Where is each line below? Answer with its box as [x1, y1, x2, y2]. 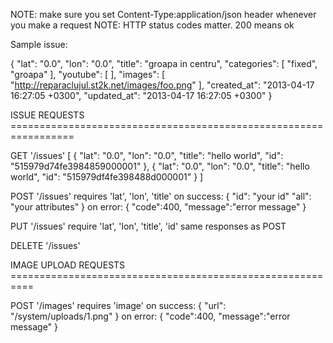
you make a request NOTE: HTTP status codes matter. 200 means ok [10, 19, 295, 31]
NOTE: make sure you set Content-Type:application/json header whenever [10, 9, 317, 20]
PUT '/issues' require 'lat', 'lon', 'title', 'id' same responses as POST [10, 220, 287, 232]
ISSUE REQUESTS [10, 109, 85, 121]
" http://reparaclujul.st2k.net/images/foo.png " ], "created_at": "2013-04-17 [10, 79, 315, 91]
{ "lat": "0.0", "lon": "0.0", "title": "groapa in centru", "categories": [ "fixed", [10, 58, 318, 69]
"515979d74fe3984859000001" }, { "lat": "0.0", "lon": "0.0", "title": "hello [10, 160, 310, 172]
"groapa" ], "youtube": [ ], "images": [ [10, 69, 166, 80]
